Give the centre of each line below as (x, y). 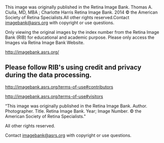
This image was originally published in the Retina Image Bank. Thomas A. (79, 7)
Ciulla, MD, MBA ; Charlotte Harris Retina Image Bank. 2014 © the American (82, 12)
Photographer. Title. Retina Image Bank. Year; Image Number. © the (73, 111)
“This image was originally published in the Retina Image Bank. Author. (76, 106)
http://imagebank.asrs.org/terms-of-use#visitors (54, 96)
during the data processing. (48, 75)
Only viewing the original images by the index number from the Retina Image (82, 32)
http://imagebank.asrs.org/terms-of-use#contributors (59, 87)
